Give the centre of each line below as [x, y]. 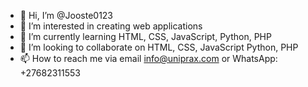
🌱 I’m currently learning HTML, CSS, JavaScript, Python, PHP [145, 36]
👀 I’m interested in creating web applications [111, 26]
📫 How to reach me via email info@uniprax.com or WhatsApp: [148, 58]
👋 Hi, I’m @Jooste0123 [66, 15]
